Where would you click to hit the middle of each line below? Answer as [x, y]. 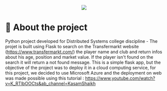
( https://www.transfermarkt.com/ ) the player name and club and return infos [84, 52]
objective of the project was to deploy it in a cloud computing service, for [80, 68]
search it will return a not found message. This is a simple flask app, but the [83, 62]
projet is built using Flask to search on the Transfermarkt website [72, 46]
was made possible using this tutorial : [44, 78]
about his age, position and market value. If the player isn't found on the [79, 57]
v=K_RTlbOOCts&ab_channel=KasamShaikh [50, 83]
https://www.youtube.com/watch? [120, 78]
